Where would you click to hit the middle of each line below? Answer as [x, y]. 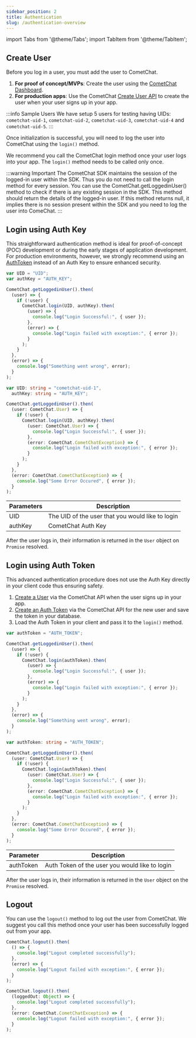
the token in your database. [48, 616]
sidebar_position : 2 [32, 12]
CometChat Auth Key [77, 526]
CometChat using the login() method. [53, 144]
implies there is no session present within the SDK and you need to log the [97, 205]
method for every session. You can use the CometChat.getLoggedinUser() [97, 186]
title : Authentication [34, 17]
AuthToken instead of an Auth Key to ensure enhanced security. [84, 262]
